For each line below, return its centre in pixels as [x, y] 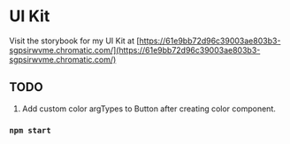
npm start [30, 130]
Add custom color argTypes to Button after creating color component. [149, 109]
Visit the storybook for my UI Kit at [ [74, 41]
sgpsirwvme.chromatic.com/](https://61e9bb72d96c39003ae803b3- [135, 49]
